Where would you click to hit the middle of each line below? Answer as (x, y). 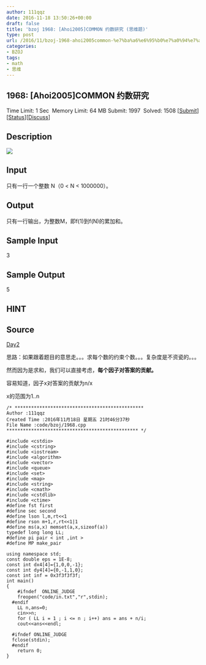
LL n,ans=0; (32, 608)
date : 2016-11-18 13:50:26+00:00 (49, 18)
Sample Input (32, 241)
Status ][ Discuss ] (29, 117)
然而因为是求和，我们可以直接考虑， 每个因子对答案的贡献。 (82, 370)
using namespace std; (34, 554)
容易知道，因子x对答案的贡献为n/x (50, 383)
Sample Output (36, 275)
